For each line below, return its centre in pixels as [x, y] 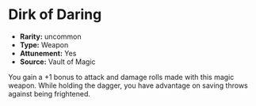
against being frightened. [50, 93]
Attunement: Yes [48, 53]
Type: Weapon [44, 44]
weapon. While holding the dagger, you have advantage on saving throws [128, 85]
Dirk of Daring [55, 15]
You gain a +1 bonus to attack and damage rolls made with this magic [121, 77]
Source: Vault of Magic [58, 62]
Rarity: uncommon [50, 36]
